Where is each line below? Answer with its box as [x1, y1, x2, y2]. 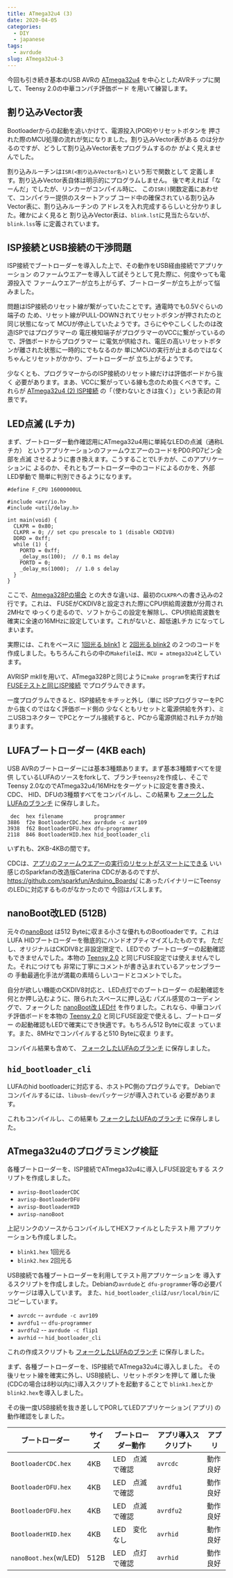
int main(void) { [7, 516, 58, 524]
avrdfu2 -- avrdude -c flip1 [17, 1326, 98, 1334]
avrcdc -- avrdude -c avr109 [17, 1311, 98, 1320]
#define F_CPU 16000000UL [7, 487, 82, 494]
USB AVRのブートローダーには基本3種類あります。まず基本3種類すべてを [7, 764, 216, 773]
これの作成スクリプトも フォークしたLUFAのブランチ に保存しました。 [7, 1348, 208, 1356]
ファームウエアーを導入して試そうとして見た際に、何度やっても [39, 270, 220, 278]
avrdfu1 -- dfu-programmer [17, 1318, 92, 1327]
